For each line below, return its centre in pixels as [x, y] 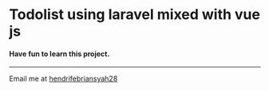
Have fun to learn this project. [59, 54]
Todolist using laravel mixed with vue [134, 15]
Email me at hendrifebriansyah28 [63, 79]
